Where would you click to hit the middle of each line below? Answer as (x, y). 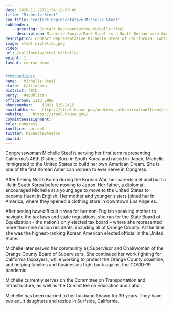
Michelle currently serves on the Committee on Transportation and (76, 280)
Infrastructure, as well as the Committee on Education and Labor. (74, 285)
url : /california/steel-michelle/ (42, 53)
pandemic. (17, 270)
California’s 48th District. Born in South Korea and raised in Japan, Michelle (84, 158)
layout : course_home (27, 63)
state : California (26, 86)
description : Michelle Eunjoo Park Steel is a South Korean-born (88, 34)
